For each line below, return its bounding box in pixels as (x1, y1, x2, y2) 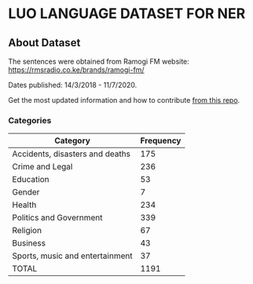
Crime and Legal (12, 162, 73, 173)
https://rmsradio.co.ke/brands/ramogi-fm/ (8, 65, 145, 75)
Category (54, 135, 90, 146)
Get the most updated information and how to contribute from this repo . (8, 96, 240, 104)
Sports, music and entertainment (12, 250, 133, 261)
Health (12, 199, 37, 210)
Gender (12, 187, 40, 198)
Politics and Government (12, 213, 103, 224)
